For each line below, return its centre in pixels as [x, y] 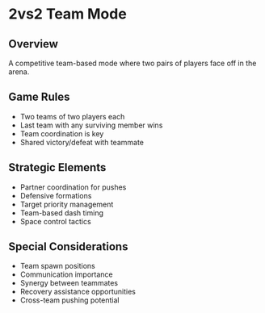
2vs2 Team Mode [67, 14]
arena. [19, 72]
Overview [34, 44]
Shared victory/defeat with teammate [82, 142]
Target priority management [67, 204]
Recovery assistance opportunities [78, 292]
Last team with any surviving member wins [91, 125]
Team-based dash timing [61, 213]
